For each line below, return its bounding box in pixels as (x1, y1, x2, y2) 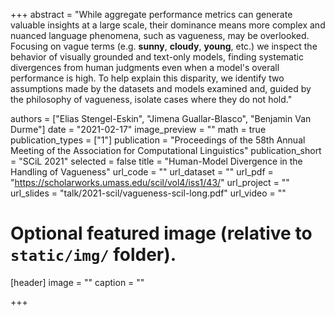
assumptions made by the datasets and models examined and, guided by (10, 83, 312, 94)
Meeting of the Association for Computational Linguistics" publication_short (10, 145, 322, 156)
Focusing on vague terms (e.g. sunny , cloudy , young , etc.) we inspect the (10, 40, 318, 52)
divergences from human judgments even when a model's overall (10, 62, 280, 73)
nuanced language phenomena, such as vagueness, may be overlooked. (10, 30, 310, 41)
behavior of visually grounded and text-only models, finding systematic (10, 51, 304, 63)
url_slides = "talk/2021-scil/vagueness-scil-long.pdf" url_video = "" (10, 187, 287, 199)
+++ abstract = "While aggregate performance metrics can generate (10, 9, 293, 20)
